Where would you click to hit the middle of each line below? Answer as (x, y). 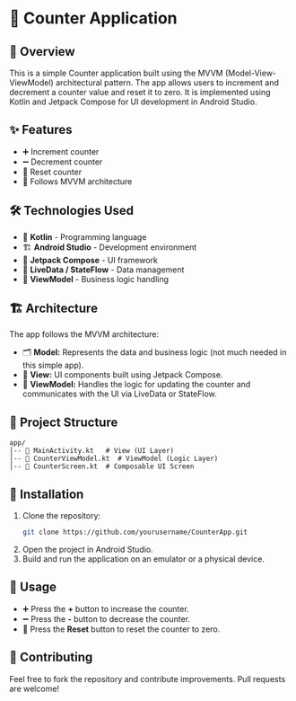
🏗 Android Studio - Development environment (109, 247)
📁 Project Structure (64, 422)
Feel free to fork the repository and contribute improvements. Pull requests (148, 679)
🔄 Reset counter (52, 172)
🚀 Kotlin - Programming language (84, 236)
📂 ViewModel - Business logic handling (95, 279)
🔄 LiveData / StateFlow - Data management (103, 270)
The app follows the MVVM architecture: (84, 334)
